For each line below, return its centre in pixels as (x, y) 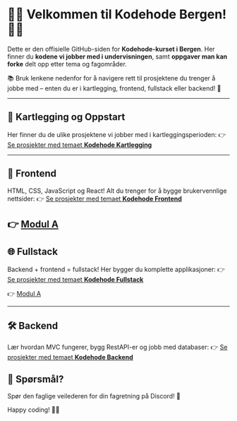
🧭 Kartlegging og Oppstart (66, 117)
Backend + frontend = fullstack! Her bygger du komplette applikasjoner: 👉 (116, 269)
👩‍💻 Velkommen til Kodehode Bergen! (117, 14)
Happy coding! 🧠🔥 (34, 410)
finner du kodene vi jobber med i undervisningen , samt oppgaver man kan (117, 57)
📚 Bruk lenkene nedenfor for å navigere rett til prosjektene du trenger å (111, 78)
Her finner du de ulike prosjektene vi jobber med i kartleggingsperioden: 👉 (117, 134)
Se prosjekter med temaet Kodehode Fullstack (75, 279)
